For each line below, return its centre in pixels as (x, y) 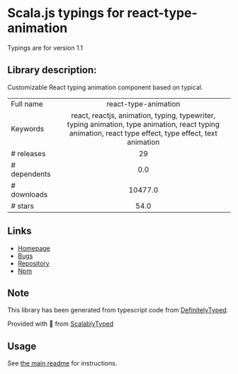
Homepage (34, 248)
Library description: (52, 70)
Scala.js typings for (66, 13)
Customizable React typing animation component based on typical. (105, 87)
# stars (22, 206)
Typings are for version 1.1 (45, 48)
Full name (27, 104)
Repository (33, 263)
